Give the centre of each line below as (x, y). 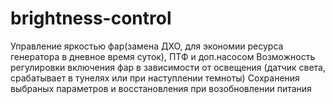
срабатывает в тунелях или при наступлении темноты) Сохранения (155, 78)
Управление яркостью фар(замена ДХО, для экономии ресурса (147, 46)
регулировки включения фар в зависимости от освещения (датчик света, (168, 67)
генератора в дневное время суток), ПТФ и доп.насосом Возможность (163, 56)
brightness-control (91, 18)
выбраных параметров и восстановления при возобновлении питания (161, 88)
